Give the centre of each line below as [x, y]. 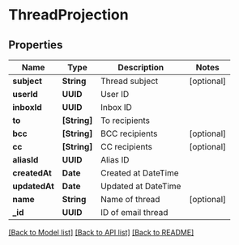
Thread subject [129, 81]
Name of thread [130, 199]
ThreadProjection [68, 15]
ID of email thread [134, 212]
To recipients [125, 120]
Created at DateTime [140, 173]
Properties [36, 45]
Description [141, 68]
